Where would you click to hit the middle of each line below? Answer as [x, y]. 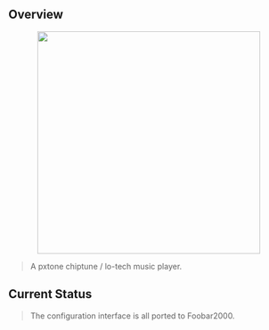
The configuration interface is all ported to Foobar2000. [132, 316]
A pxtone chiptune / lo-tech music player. [106, 266]
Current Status [50, 294]
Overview [36, 15]
